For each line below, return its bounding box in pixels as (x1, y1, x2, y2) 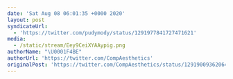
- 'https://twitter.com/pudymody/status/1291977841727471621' (13, 29, 197, 36)
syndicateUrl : (7, 23, 49, 30)
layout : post (7, 16, 45, 23)
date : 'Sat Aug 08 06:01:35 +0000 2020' (7, 10, 126, 17)
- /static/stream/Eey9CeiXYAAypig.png (13, 42, 126, 49)
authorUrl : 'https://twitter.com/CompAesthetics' (7, 55, 154, 62)
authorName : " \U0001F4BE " (7, 49, 82, 56)
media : (7, 36, 26, 43)
